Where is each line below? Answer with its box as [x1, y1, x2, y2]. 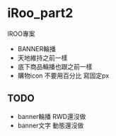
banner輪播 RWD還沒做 [17, 112, 86, 120]
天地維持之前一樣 [17, 53, 68, 62]
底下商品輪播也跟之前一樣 [17, 62, 93, 70]
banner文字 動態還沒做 [17, 121, 84, 130]
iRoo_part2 [7, 5, 74, 21]
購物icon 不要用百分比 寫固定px [17, 71, 110, 80]
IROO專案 [7, 29, 35, 38]
